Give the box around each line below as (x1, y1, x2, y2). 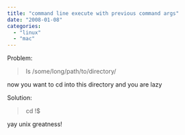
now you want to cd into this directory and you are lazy (7, 80, 162, 89)
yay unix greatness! (7, 120, 63, 128)
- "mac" (13, 35, 36, 42)
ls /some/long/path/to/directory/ (25, 67, 116, 76)
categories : (7, 22, 41, 29)
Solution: (7, 93, 32, 102)
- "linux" (13, 29, 41, 36)
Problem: (7, 54, 33, 62)
